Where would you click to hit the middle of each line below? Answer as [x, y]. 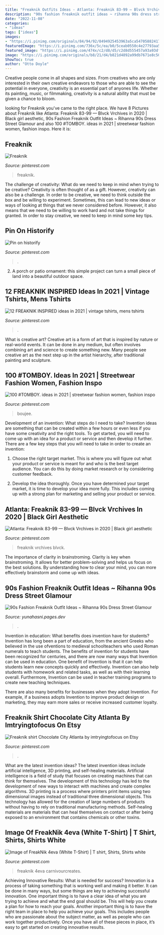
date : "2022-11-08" [25, 19]
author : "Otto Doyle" [27, 64]
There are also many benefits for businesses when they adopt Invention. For [82, 692]
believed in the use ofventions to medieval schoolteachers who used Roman [82, 646]
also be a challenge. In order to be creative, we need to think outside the [78, 195]
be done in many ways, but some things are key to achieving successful [77, 891]
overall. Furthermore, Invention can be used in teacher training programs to [81, 677]
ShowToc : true [20, 60]
